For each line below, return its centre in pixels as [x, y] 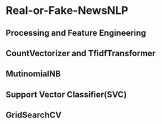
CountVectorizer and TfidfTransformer [81, 53]
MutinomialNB [33, 74]
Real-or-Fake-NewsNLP [67, 11]
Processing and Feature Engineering [76, 33]
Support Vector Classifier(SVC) [66, 94]
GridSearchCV [34, 115]
